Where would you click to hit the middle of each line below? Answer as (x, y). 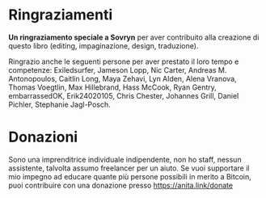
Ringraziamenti (61, 15)
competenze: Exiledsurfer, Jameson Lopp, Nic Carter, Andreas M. (118, 70)
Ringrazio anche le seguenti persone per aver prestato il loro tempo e (124, 61)
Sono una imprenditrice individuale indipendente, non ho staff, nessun (125, 159)
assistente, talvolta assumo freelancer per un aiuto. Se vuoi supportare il (129, 168)
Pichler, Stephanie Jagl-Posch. (59, 104)
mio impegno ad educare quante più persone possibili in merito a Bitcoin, (130, 176)
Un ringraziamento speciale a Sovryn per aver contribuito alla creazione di (134, 37)
